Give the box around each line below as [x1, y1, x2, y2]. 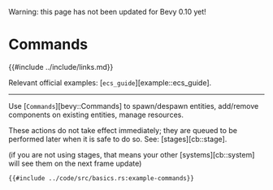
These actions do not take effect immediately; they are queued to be [8, 125, 238, 135]
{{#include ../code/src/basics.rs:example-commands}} [8, 174, 195, 182]
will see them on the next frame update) [8, 158, 142, 168]
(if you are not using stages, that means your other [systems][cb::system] [8, 149, 255, 159]
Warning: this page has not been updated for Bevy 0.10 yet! [8, 7, 207, 16]
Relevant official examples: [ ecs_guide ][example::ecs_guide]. [8, 77, 212, 88]
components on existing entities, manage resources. [8, 110, 184, 119]
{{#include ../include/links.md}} [8, 62, 114, 71]
